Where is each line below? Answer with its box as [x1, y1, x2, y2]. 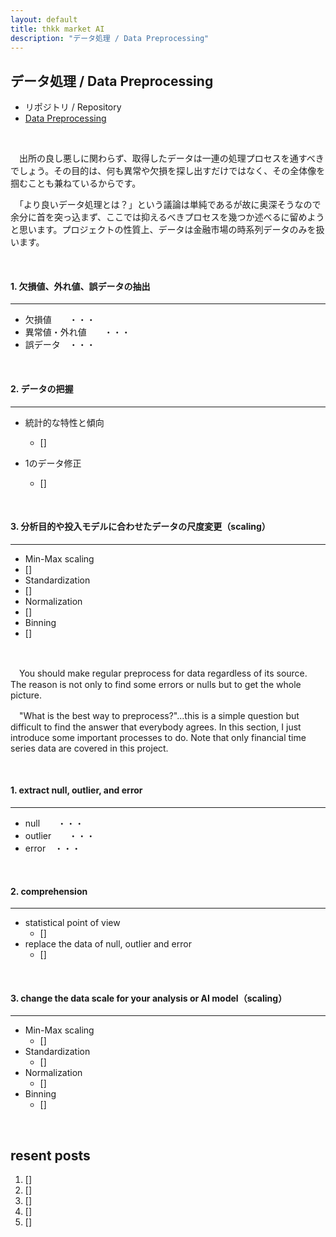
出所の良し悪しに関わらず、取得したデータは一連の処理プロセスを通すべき [18, 152, 325, 165]
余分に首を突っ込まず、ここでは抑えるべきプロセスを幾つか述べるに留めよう [10, 211, 325, 223]
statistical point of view [24, 917, 121, 929]
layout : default [10, 14, 78, 25]
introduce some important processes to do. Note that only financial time [10, 731, 307, 743]
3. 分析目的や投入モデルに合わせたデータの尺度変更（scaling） [10, 521, 271, 533]
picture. [10, 689, 43, 701]
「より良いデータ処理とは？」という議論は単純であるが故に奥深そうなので [18, 199, 322, 211]
